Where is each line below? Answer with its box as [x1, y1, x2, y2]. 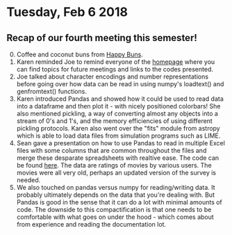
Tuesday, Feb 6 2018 [6, 4, 128, 20]
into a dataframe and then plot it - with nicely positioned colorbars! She [16, 102, 221, 110]
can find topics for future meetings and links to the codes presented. [16, 65, 213, 73]
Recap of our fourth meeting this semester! [6, 32, 197, 44]
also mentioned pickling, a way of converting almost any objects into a [16, 109, 218, 117]
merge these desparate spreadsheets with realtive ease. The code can [16, 154, 219, 162]
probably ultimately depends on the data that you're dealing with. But [16, 191, 215, 199]
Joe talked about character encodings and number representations [16, 72, 209, 81]
